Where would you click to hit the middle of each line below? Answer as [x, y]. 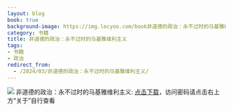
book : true [23, 20]
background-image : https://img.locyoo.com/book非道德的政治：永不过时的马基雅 [116, 26]
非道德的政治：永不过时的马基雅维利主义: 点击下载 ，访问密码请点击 [112, 92]
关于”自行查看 [36, 100]
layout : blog [26, 13]
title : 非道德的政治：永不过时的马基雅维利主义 [67, 39]
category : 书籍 [28, 33]
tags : [15, 46]
